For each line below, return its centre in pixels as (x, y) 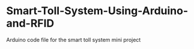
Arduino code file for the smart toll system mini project (74, 40)
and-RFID (30, 23)
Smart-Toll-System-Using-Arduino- (97, 11)
